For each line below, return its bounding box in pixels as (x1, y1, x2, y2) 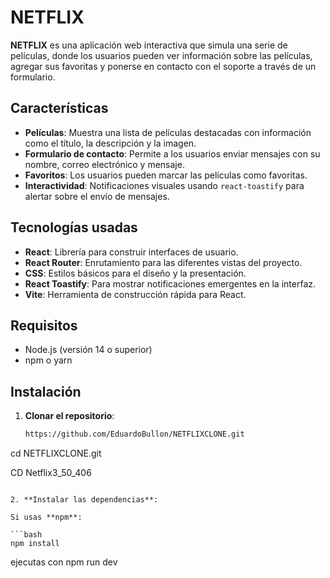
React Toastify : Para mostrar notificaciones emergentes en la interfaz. (24, 277, 317, 290)
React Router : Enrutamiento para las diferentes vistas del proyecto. (24, 256, 303, 268)
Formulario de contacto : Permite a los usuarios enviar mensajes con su (24, 147, 321, 160)
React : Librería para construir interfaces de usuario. (24, 246, 239, 258)
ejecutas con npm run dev (10, 556, 118, 568)
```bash (10, 530, 43, 540)
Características (10, 100, 109, 117)
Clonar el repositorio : (24, 410, 115, 422)
